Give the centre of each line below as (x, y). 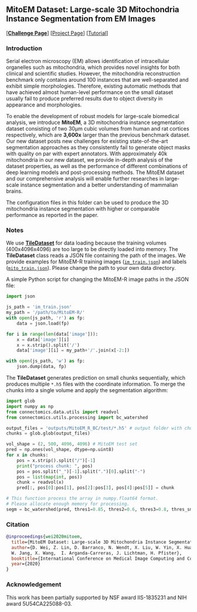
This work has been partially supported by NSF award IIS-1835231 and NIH (96, 597)
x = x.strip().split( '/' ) (48, 345)
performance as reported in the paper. (52, 215)
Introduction (24, 48)
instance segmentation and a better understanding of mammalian (99, 185)
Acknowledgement (34, 584)
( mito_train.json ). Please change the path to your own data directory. (91, 268)
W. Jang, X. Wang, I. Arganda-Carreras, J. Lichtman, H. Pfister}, (97, 553)
